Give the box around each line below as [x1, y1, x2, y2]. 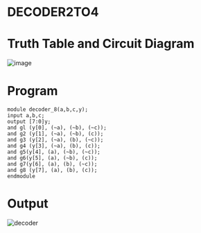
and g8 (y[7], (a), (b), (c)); [7, 167, 98, 174]
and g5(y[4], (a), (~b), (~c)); [7, 148, 101, 156]
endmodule [7, 173, 36, 180]
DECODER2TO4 [7, 4, 99, 20]
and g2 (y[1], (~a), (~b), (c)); [7, 130, 104, 137]
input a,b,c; [7, 112, 45, 119]
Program [7, 83, 58, 99]
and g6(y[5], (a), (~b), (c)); [7, 155, 98, 162]
